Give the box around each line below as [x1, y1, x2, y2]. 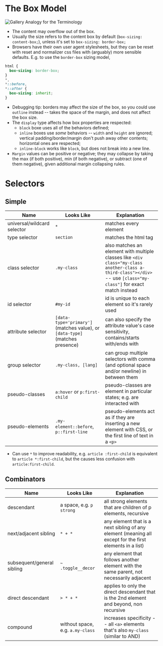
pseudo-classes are [105, 381, 151, 388]
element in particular [105, 388, 152, 395]
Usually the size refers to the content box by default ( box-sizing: [12, 34, 143, 39]
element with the [104, 562, 142, 569]
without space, [60, 621, 94, 628]
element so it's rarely [105, 301, 153, 307]
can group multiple [105, 349, 148, 356]
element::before [55, 424, 93, 430]
